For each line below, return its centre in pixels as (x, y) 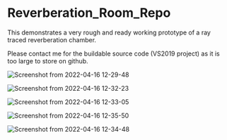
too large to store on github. (48, 61)
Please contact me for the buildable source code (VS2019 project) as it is (114, 53)
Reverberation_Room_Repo (89, 13)
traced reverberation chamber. (52, 39)
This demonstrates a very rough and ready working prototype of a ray (109, 32)
